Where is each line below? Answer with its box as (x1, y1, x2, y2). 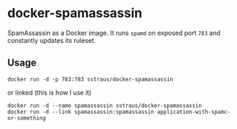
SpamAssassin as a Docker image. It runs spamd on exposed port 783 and (7, 29, 221, 37)
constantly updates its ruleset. (7, 36, 96, 44)
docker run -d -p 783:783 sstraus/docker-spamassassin (7, 76, 174, 83)
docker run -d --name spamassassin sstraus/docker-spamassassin (7, 102, 202, 109)
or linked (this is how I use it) (7, 88, 92, 97)
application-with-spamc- (157, 108, 231, 115)
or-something (7, 114, 46, 122)
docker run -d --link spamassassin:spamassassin (7, 108, 154, 115)
